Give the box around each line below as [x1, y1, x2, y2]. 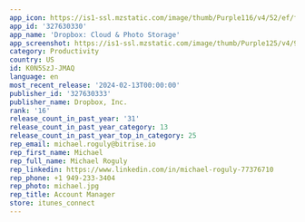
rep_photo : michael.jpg [9, 182, 100, 191]
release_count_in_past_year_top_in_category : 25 [9, 131, 197, 140]
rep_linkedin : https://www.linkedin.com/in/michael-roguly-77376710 [9, 165, 274, 174]
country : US [9, 55, 54, 64]
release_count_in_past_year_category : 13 [9, 123, 169, 132]
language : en [9, 72, 59, 82]
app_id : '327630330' [9, 22, 88, 31]
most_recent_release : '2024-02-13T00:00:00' [9, 81, 181, 90]
